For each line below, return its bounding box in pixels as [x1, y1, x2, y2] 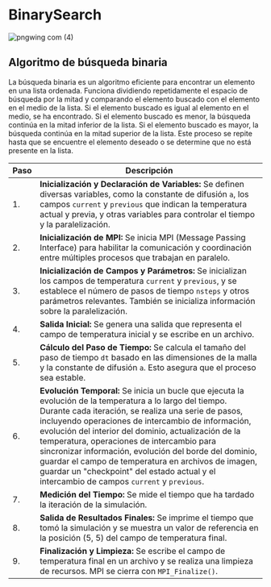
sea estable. [40, 372, 86, 383]
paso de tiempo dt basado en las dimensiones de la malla [40, 352, 257, 363]
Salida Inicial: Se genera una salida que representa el [40, 318, 242, 330]
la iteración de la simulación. [40, 498, 148, 510]
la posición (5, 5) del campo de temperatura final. [40, 532, 227, 543]
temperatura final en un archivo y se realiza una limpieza [40, 555, 254, 566]
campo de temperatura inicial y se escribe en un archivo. [40, 328, 255, 339]
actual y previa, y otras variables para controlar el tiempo [40, 208, 256, 219]
